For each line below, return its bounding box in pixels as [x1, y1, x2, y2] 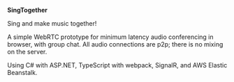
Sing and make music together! [7, 19, 97, 27]
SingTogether [7, 6, 47, 14]
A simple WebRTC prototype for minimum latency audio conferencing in [7, 33, 214, 41]
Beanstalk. [7, 69, 38, 76]
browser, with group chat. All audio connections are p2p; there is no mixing [7, 40, 224, 48]
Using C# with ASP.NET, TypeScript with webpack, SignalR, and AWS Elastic [7, 61, 228, 69]
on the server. [7, 48, 47, 56]
